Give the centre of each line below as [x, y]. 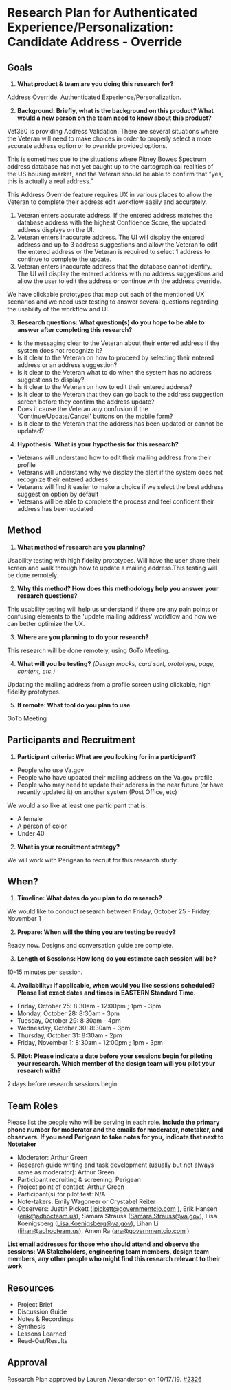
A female [30, 818]
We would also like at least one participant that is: [77, 805]
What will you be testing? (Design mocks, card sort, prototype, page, [116, 663]
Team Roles [33, 1106]
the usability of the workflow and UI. [58, 309]
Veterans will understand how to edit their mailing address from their [114, 457]
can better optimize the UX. [46, 623]
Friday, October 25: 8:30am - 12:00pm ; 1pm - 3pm [89, 1006]
